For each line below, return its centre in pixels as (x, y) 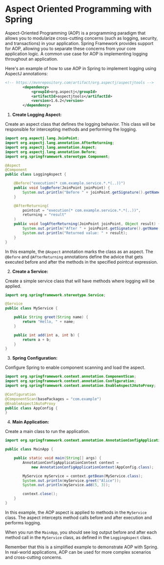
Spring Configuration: (35, 358)
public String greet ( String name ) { (51, 317)
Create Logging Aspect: (37, 115)
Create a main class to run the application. (48, 431)
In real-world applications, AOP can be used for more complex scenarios (78, 552)
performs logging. (23, 522)
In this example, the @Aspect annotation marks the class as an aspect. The (79, 251)
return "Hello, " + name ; (49, 322)
